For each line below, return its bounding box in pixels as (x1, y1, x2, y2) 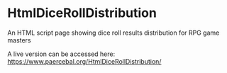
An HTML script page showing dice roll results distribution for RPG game (7, 28, 220, 37)
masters (7, 35, 31, 44)
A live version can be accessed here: (7, 50, 116, 58)
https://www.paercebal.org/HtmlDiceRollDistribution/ (7, 57, 162, 65)
